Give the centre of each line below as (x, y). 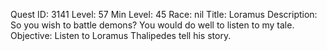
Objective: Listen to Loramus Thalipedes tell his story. (121, 35)
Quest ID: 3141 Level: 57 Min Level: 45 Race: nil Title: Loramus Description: (164, 14)
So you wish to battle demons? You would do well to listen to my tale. (152, 25)
